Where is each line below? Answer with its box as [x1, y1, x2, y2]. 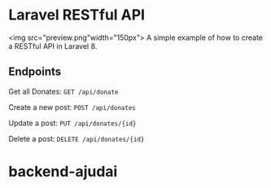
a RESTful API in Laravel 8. [8, 41, 98, 50]
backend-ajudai [8, 162, 118, 181]
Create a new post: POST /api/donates [8, 102, 136, 111]
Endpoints [8, 65, 62, 79]
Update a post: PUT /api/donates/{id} [8, 118, 137, 128]
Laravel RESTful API [8, 6, 145, 24]
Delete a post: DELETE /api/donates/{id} [8, 133, 145, 143]
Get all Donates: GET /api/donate [8, 86, 119, 96]
